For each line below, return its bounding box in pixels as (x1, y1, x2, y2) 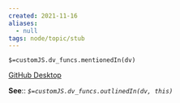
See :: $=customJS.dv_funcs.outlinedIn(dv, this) (8, 86, 174, 96)
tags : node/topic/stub (8, 34, 85, 43)
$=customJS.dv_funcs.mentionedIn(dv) (8, 56, 136, 64)
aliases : (8, 19, 38, 27)
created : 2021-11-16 (8, 11, 79, 20)
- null (15, 27, 38, 35)
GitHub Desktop (8, 70, 62, 80)
